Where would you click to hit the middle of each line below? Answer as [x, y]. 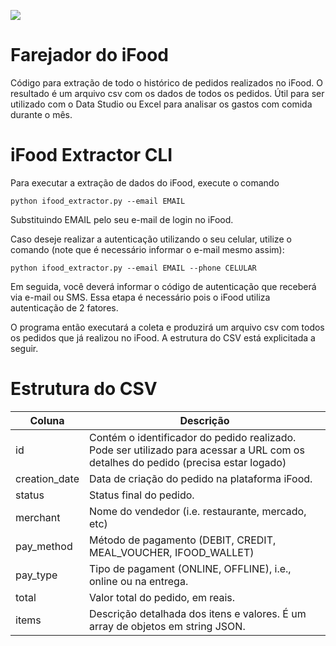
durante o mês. [41, 114]
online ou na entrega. [139, 581]
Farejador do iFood [89, 55]
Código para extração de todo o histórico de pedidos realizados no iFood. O [166, 82]
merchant [38, 517]
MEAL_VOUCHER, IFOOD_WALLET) [172, 552]
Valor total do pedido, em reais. [162, 597]
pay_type [36, 575]
